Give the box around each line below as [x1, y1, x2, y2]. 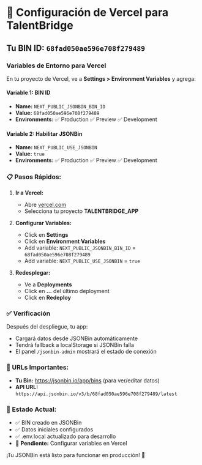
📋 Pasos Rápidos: [6, 173, 62, 181]
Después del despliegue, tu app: [6, 322, 88, 330]
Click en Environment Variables [24, 237, 106, 245]
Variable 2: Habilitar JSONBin [6, 130, 83, 137]
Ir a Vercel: [15, 189, 44, 196]
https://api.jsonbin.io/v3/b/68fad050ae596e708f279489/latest [15, 391, 178, 397]
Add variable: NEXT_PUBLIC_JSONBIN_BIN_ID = [24, 244, 137, 251]
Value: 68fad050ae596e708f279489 [15, 110, 100, 117]
